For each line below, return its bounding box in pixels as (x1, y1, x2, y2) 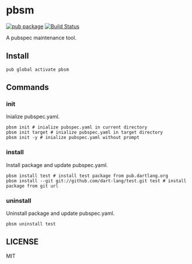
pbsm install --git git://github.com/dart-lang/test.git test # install (6, 178, 187, 184)
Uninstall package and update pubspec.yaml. (6, 210, 115, 217)
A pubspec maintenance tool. (6, 34, 77, 41)
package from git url (6, 183, 59, 189)
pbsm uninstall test (6, 221, 57, 227)
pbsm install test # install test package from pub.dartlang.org (6, 173, 168, 179)
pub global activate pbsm (6, 67, 69, 72)
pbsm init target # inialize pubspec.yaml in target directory (6, 130, 163, 136)
